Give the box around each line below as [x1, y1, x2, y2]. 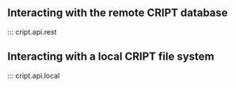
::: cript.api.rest [7, 27, 57, 36]
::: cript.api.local [7, 71, 60, 80]
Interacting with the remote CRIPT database [7, 6, 228, 20]
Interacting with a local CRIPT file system [7, 50, 215, 64]
